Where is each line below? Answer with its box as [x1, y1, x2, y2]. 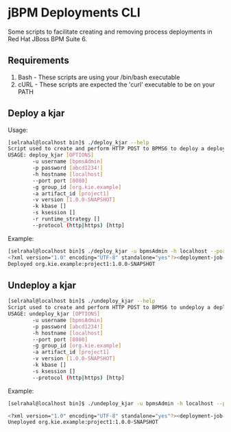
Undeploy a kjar [8, 280, 77, 291]
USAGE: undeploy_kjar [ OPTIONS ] [8, 310, 100, 317]
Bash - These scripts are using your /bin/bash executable [17, 73, 180, 81]
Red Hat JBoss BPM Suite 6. [8, 34, 88, 43]
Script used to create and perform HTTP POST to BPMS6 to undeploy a [8, 304, 211, 311]
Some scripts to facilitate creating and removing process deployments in [8, 27, 213, 36]
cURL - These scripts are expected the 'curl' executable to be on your [17, 80, 215, 89]
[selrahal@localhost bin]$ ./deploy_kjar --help [8, 139, 149, 146]
